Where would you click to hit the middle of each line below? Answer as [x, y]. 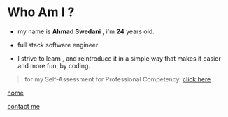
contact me [24, 106]
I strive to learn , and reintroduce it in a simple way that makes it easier [119, 58]
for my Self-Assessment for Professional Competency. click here [117, 79]
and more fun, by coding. [54, 65]
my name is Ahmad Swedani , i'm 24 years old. [86, 31]
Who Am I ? [41, 12]
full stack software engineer [58, 45]
